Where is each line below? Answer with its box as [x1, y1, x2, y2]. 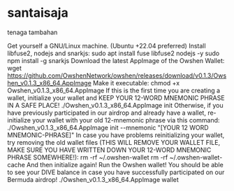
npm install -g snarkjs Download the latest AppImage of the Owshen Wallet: [7, 56, 225, 64]
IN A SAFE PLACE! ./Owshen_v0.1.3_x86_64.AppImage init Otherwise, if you [7, 101, 224, 109]
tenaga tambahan [7, 28, 58, 36]
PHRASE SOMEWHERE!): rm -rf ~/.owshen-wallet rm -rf [7, 153, 168, 162]
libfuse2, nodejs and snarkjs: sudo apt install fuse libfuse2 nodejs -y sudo [7, 49, 220, 57]
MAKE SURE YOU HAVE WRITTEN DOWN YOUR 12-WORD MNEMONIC [7, 146, 212, 154]
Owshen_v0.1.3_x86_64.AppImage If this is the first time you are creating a [7, 86, 221, 94]
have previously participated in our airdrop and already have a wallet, [7, 108, 206, 117]
